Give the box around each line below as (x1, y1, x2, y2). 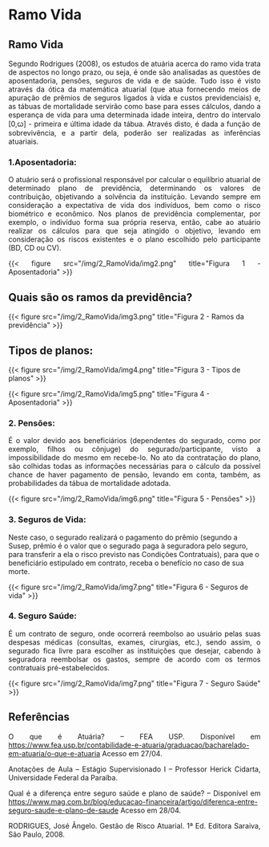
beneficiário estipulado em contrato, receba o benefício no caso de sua (8, 558, 244, 568)
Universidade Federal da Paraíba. (8, 772, 118, 782)
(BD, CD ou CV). (8, 243, 62, 253)
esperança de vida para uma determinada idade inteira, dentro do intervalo (8, 110, 261, 120)
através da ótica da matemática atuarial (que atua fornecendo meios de (8, 84, 261, 94)
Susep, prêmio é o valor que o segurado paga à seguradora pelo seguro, (8, 540, 248, 551)
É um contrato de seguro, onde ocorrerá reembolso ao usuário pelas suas (8, 629, 261, 638)
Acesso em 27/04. (102, 748, 163, 758)
